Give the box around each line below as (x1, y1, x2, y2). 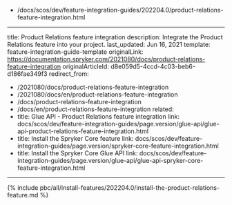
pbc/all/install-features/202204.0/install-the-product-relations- (39, 184, 220, 192)
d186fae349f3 (7, 70, 48, 78)
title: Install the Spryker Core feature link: (17, 135, 134, 142)
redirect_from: (48, 70, 89, 78)
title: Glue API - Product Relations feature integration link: (17, 113, 180, 120)
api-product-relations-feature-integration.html (17, 127, 149, 135)
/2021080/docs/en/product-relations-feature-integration (17, 90, 178, 99)
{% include (7, 184, 39, 192)
